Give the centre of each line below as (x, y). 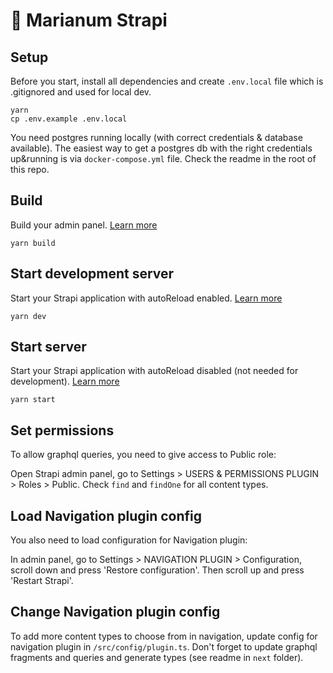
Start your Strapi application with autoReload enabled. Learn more (146, 298)
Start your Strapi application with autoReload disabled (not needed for (154, 371)
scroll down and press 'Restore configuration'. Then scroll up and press (157, 570)
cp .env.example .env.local (69, 119)
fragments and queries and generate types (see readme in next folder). (157, 657)
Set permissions (62, 430)
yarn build (33, 243)
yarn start (33, 400)
